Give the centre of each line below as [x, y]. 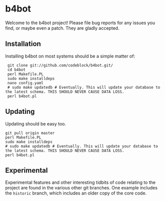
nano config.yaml [25, 83]
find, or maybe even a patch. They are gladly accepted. [62, 28]
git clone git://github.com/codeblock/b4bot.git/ [60, 65]
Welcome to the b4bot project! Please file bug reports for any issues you [80, 23]
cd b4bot [17, 70]
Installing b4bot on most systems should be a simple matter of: [70, 56]
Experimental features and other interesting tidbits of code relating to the [80, 182]
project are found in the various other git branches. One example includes [81, 188]
